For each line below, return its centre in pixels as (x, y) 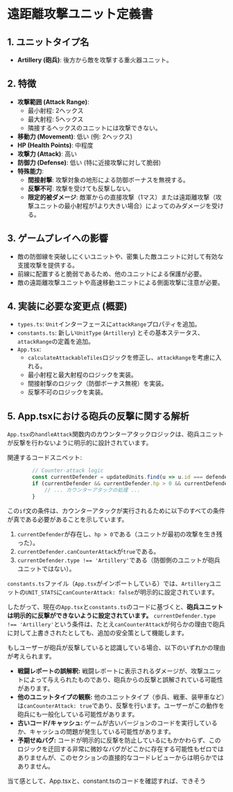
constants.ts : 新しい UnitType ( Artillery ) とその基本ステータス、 (111, 333)
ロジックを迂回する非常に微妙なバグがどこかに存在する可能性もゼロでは (120, 748)
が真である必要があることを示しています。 (68, 519)
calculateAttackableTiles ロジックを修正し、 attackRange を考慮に (122, 358)
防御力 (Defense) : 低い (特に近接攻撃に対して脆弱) (89, 162)
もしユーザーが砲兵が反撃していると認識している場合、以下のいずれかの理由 (116, 647)
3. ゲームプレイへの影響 (58, 239)
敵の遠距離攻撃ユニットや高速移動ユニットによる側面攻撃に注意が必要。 (120, 282)
